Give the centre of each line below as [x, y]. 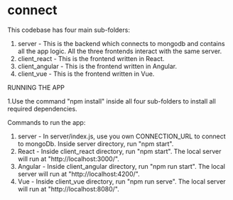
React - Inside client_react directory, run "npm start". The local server [119, 151]
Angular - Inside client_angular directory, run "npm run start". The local [121, 166]
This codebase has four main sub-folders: [69, 30]
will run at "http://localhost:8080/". [68, 189]
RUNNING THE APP [36, 87]
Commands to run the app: [47, 122]
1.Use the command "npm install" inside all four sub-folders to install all [112, 101]
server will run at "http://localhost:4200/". [78, 174]
